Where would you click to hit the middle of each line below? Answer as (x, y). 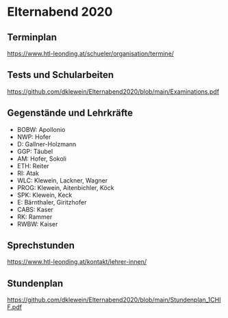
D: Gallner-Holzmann (47, 144)
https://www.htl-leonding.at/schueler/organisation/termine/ (91, 53)
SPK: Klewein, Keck (45, 195)
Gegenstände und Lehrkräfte (70, 113)
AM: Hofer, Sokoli (42, 159)
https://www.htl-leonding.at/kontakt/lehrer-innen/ (77, 262)
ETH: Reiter (33, 165)
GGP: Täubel (35, 151)
